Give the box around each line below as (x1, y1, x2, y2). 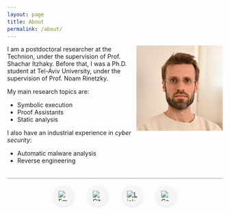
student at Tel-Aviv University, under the (7, 67, 121, 75)
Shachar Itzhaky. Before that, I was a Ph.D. (7, 60, 127, 68)
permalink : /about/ (7, 25, 63, 32)
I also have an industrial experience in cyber (7, 129, 131, 137)
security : (7, 136, 32, 144)
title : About (7, 18, 44, 25)
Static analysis (16, 115, 58, 123)
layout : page (7, 11, 44, 18)
